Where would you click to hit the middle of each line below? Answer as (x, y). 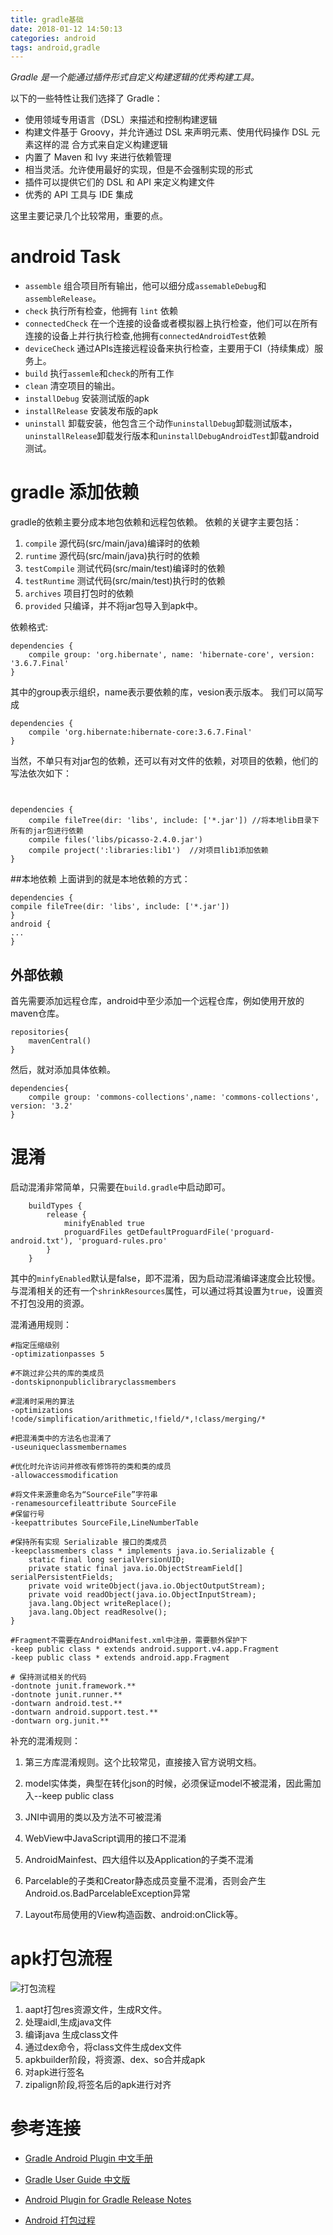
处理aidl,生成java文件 (68, 2022)
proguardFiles (93, 1232)
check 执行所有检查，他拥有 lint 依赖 (101, 311)
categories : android (53, 38)
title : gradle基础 (47, 19)
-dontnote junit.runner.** (66, 1694)
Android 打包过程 (60, 2220)
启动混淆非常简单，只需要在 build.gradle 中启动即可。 (120, 1187)
